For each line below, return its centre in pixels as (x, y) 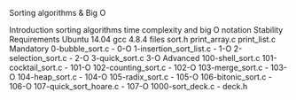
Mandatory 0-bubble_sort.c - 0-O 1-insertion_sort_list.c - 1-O (121, 49)
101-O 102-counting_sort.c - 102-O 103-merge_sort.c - (169, 67)
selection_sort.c (39, 58)
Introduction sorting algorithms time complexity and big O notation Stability (146, 30)
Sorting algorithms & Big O (58, 13)
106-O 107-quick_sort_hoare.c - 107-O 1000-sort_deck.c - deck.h (129, 86)
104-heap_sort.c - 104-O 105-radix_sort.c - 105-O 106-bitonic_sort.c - (145, 77)
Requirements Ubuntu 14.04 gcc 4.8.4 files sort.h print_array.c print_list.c (143, 39)
